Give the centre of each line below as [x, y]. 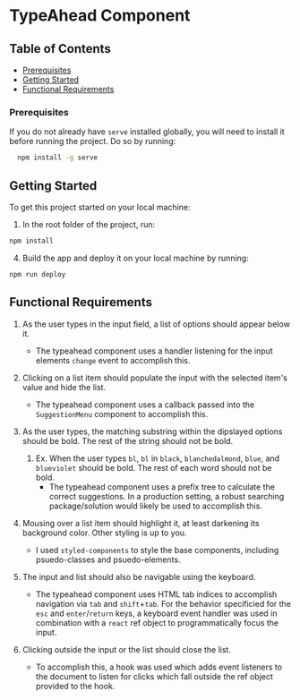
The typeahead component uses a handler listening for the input [154, 351]
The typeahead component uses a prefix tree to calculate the [162, 487]
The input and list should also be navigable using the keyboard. [139, 576]
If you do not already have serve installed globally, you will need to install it [147, 132]
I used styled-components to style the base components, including [157, 550]
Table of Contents [60, 49]
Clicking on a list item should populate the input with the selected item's [155, 378]
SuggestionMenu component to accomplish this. [122, 414]
